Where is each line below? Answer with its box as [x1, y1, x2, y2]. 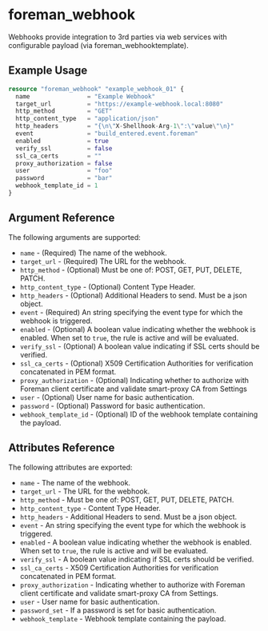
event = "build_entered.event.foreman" [15, 130, 198, 138]
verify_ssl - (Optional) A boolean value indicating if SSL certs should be [19, 341, 260, 351]
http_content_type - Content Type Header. [19, 503, 162, 513]
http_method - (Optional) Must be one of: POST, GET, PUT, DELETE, [19, 265, 242, 274]
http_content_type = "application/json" [15, 114, 159, 123]
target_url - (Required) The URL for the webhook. [19, 256, 186, 266]
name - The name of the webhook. [19, 477, 130, 487]
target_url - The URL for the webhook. [19, 486, 150, 496]
